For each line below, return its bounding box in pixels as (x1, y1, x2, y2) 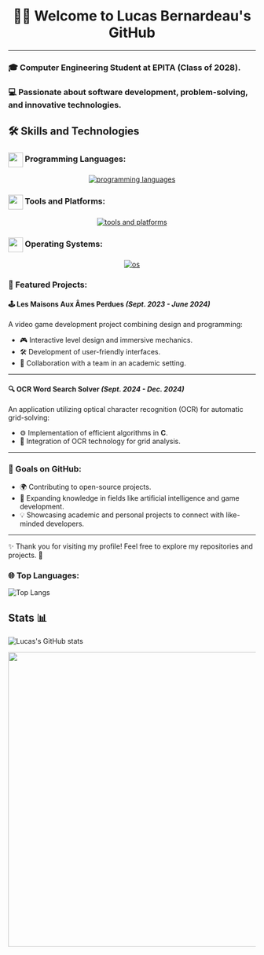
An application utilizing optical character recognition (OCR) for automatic (8, 405, 244, 414)
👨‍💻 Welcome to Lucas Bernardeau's (13, 7, 251, 25)
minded (19, 519, 45, 528)
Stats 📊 (8, 612, 48, 625)
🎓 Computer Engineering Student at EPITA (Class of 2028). (8, 62, 241, 73)
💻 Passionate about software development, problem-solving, (8, 86, 248, 97)
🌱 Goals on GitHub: (8, 464, 82, 475)
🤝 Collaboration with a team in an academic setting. (19, 358, 186, 368)
